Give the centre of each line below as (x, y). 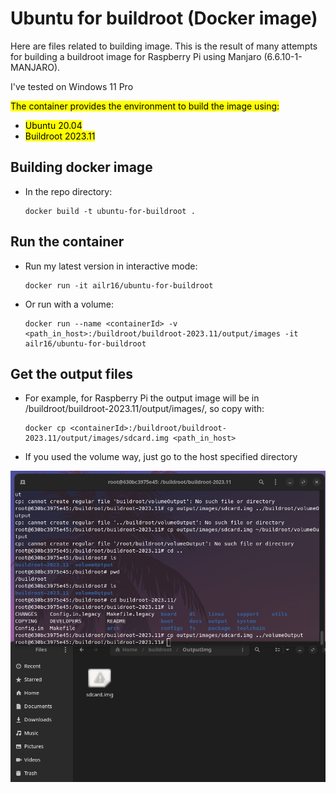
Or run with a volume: (69, 304)
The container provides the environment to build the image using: (145, 106)
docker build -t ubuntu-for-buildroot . (110, 211)
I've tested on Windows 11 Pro (72, 86)
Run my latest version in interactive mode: (111, 266)
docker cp (45, 428)
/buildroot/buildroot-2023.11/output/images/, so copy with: (144, 409)
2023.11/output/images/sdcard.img (96, 438)
